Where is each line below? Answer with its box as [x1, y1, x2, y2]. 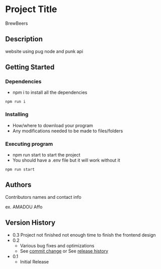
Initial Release [20, 258, 49, 264]
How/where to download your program [12, 122, 93, 128]
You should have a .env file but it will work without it [12, 157, 121, 164]
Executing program [5, 140, 53, 147]
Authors [5, 181, 32, 189]
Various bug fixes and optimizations [20, 242, 95, 248]
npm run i [5, 99, 26, 104]
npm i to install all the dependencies [12, 89, 88, 95]
